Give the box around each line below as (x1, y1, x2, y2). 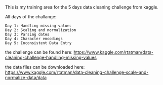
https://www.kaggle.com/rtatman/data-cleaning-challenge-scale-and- (5, 69, 149, 75)
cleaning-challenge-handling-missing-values (5, 54, 97, 60)
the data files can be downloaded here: (5, 64, 85, 70)
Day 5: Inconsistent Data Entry (5, 41, 72, 45)
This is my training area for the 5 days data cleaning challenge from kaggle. (5, 4, 159, 10)
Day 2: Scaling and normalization (5, 28, 77, 33)
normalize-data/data (5, 75, 47, 81)
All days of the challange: (5, 14, 57, 19)
